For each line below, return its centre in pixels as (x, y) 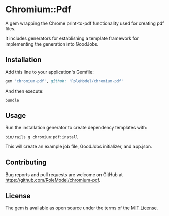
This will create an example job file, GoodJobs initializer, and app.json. (79, 146)
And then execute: (24, 91)
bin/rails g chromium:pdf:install (42, 137)
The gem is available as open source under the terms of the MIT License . (82, 208)
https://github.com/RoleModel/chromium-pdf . (53, 180)
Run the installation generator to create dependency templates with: (76, 128)
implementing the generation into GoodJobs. (52, 44)
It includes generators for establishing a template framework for (72, 38)
